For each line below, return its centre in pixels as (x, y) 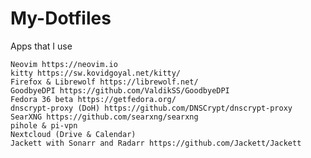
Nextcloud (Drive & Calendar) (73, 134)
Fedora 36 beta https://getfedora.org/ (93, 99)
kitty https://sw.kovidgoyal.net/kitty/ (96, 73)
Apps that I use (41, 46)
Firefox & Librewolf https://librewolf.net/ (104, 82)
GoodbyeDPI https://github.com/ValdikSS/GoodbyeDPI (120, 90)
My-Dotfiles (61, 18)
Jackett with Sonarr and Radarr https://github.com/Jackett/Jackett (156, 143)
